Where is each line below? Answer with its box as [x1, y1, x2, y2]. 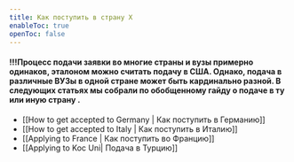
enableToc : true [9, 21, 69, 30]
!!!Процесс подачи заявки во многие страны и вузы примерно [9, 57, 254, 67]
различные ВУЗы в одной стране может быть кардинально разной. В [9, 75, 282, 86]
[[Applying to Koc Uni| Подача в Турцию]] [21, 143, 179, 153]
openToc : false [9, 29, 66, 38]
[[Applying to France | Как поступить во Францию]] [21, 133, 215, 143]
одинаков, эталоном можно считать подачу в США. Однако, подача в [9, 66, 282, 76]
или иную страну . [9, 94, 81, 104]
